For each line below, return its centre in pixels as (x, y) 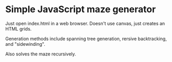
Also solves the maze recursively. (41, 54)
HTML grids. (18, 28)
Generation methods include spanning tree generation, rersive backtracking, (86, 39)
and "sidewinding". (25, 44)
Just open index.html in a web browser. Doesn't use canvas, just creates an (85, 23)
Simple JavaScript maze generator (81, 9)
